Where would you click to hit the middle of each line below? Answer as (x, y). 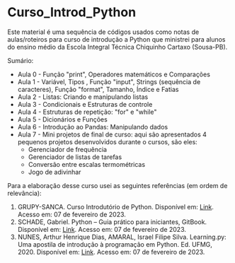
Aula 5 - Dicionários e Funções (62, 119)
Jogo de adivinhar (55, 172)
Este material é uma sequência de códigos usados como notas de (103, 32)
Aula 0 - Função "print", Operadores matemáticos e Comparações (114, 74)
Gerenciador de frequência (68, 149)
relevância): (24, 193)
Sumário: (21, 60)
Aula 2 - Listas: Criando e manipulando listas (83, 97)
